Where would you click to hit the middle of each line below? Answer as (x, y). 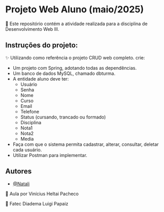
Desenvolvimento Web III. (32, 29)
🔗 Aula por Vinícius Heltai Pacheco (42, 194)
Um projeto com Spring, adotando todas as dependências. (75, 68)
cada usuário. (27, 149)
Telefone (30, 111)
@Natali (21, 184)
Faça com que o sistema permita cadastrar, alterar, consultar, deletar (86, 144)
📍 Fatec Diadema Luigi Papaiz (37, 203)
